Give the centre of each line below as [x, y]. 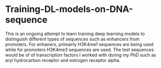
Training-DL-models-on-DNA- [69, 9]
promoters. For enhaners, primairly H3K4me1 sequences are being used [79, 44]
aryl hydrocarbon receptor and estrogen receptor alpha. [63, 60]
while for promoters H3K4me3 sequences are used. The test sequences [79, 49]
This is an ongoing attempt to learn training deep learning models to [75, 33]
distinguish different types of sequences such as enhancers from [72, 39]
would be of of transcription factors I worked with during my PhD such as [81, 55]
